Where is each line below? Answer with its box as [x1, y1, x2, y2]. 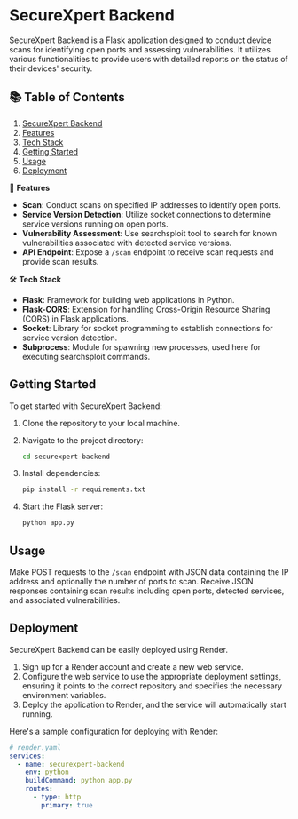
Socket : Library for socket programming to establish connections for [21, 322, 273, 333]
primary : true [41, 800, 93, 809]
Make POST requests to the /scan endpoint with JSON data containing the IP [9, 567, 289, 577]
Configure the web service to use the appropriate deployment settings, [21, 671, 282, 681]
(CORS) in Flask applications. [21, 313, 129, 324]
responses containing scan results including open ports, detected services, [9, 585, 285, 596]
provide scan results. [21, 256, 99, 266]
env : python [25, 767, 69, 777]
